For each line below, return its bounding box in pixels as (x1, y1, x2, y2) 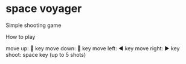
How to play (5, 33, 36, 40)
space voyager (5, 2, 82, 16)
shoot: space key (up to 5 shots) (5, 51, 86, 58)
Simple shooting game (5, 22, 62, 29)
